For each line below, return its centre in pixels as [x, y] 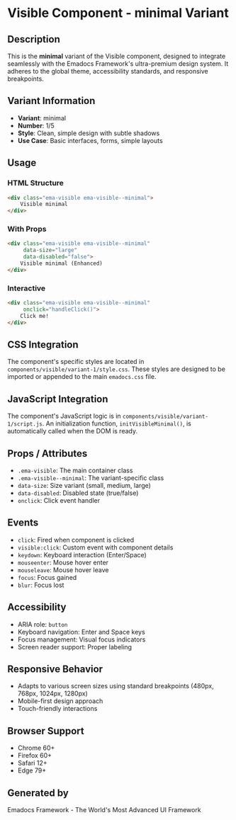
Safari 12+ [32, 763]
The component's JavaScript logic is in [64, 416]
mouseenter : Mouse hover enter [63, 562]
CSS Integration [43, 344]
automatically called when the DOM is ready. [73, 431]
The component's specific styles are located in [76, 362]
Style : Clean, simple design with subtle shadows [89, 133]
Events [23, 523]
